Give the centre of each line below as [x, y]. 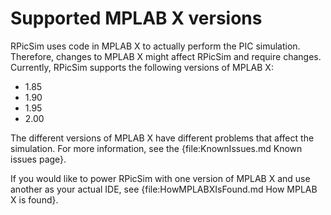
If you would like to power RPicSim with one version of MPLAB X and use [160, 178]
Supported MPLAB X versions [136, 18]
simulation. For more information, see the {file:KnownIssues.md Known [156, 148]
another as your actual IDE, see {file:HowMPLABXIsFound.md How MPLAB [164, 189]
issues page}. [38, 159]
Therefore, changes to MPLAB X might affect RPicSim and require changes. [166, 56]
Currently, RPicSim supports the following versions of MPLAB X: [142, 67]
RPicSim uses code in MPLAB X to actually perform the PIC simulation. [155, 46]
